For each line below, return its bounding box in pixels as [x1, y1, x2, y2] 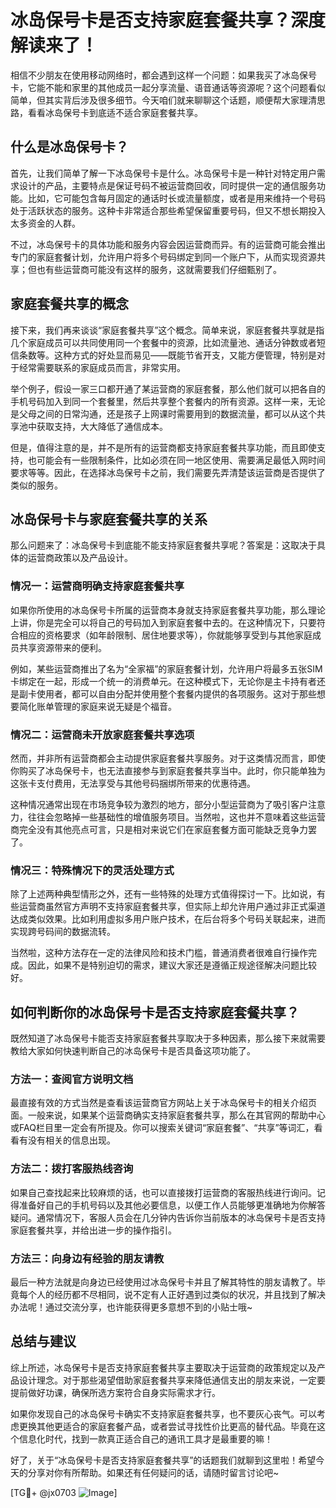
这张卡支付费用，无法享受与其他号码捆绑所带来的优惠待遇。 [10, 777, 256, 789]
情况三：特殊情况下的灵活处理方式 [10, 863, 175, 877]
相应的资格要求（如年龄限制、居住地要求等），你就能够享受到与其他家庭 [18, 629, 313, 641]
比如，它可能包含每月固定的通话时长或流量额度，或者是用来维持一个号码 [27, 192, 326, 204]
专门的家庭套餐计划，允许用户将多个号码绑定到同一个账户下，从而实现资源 [10, 251, 317, 263]
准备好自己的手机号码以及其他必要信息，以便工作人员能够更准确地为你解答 [18, 1199, 326, 1211]
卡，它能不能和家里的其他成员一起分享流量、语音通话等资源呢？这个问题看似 [10, 81, 326, 93]
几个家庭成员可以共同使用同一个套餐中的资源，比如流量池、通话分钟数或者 [10, 336, 317, 348]
